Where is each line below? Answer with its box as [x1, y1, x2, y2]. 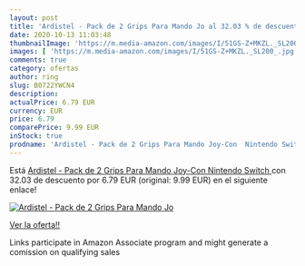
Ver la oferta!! [9, 219, 61, 230]
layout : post [9, 13, 59, 23]
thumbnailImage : [9, 38, 71, 48]
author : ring [9, 73, 59, 82]
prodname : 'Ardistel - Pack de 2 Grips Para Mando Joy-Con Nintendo [9, 140, 279, 149]
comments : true [9, 55, 67, 64]
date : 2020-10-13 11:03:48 [9, 30, 112, 39]
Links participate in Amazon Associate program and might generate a [9, 237, 269, 248]
